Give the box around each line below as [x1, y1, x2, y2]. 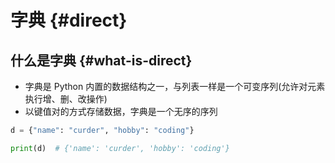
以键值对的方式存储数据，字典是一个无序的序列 [24, 106, 218, 117]
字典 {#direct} [10, 9, 128, 32]
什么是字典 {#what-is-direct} [10, 52, 193, 69]
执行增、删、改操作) [24, 93, 108, 105]
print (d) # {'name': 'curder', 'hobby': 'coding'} [10, 143, 230, 153]
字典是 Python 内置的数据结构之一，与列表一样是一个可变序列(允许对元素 [24, 81, 326, 92]
